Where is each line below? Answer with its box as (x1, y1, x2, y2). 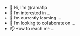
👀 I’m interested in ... (9, 10, 51, 16)
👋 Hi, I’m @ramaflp (9, 5, 47, 10)
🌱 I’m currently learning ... (9, 15, 62, 20)
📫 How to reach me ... (9, 26, 55, 31)
